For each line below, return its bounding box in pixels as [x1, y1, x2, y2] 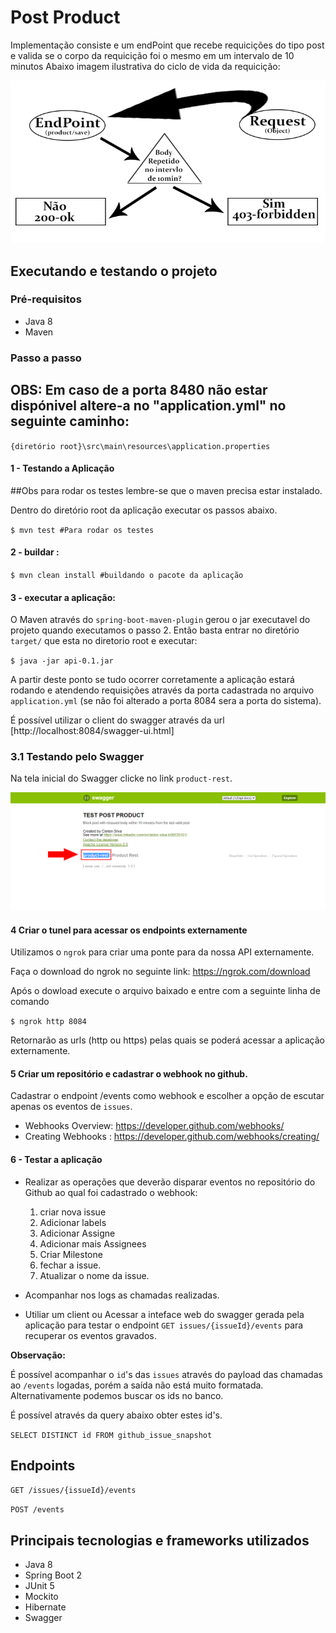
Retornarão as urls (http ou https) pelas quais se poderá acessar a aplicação [10, 1034, 325, 1046]
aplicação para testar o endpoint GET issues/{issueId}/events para [24, 1319, 304, 1331]
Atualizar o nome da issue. [39, 1269, 150, 1281]
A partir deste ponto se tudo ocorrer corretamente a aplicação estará [10, 674, 295, 686]
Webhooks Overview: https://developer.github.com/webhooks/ [24, 1120, 285, 1132]
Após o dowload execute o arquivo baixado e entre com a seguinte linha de [10, 985, 321, 997]
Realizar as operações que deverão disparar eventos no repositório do [24, 1176, 316, 1188]
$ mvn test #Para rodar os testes [10, 525, 155, 535]
